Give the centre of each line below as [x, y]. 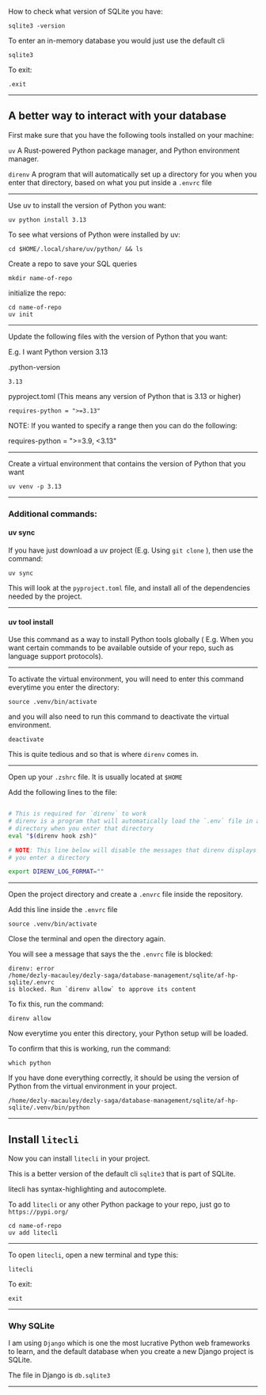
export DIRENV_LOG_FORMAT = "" [56, 872]
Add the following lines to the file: [63, 793]
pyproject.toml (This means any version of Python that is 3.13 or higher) [125, 396]
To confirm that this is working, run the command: [90, 1049]
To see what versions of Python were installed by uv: [94, 234]
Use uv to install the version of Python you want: [87, 205]
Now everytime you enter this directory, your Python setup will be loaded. [128, 1033]
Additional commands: [53, 514]
